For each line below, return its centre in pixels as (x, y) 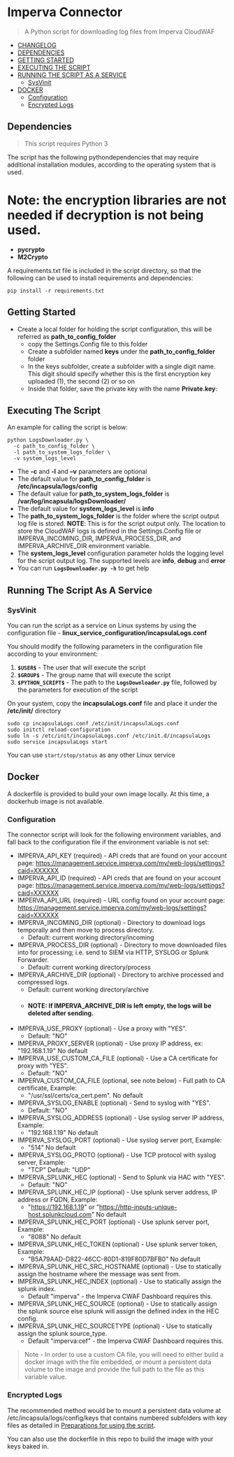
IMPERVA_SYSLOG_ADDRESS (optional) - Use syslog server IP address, (121, 1118)
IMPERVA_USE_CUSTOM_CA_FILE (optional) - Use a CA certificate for (117, 1059)
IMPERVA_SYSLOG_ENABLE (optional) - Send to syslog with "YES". (114, 1103)
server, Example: (42, 1162)
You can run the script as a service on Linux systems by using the (102, 625)
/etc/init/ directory (34, 711)
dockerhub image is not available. (56, 801)
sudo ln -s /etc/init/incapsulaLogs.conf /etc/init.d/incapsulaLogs (109, 736)
